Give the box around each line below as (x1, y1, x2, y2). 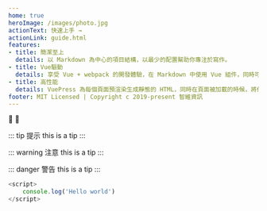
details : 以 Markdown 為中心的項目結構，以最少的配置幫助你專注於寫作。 (15, 56, 231, 64)
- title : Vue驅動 (8, 63, 64, 71)
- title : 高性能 (8, 78, 59, 86)
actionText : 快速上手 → (8, 26, 82, 34)
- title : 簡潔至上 (8, 48, 65, 56)
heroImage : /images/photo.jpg (8, 19, 109, 27)
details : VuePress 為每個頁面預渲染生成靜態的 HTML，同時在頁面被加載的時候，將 (15, 85, 257, 94)
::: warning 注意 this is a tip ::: (8, 148, 104, 157)
